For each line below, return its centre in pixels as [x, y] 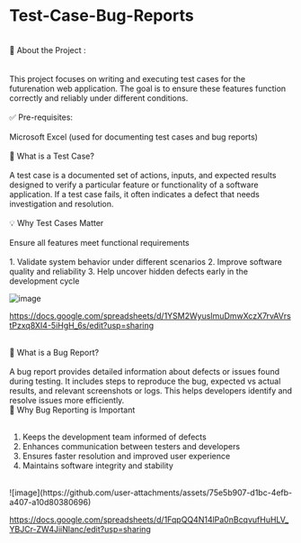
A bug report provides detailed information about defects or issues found [145, 371]
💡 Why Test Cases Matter [57, 222]
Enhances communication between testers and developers [131, 446]
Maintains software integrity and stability [97, 466]
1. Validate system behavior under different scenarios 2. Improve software [146, 261]
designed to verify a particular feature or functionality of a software [134, 185]
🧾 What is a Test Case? [52, 156]
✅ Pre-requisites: [41, 117]
